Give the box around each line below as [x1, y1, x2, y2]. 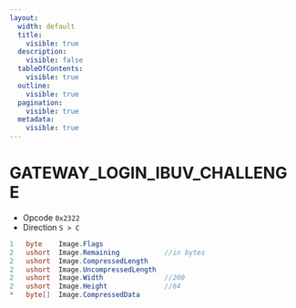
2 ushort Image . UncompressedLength [9, 265, 157, 274]
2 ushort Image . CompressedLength [9, 256, 148, 265]
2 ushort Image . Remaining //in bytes [9, 248, 206, 257]
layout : [9, 13, 39, 23]
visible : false [26, 56, 84, 65]
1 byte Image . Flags [9, 239, 104, 249]
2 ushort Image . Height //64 [9, 282, 181, 292]
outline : [17, 81, 51, 90]
